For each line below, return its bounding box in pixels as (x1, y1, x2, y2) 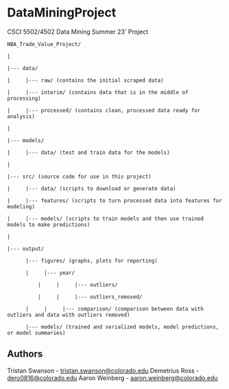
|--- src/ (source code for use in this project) (7, 173, 152, 180)
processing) (7, 95, 41, 102)
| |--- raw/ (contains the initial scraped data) (7, 77, 165, 84)
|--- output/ (7, 245, 45, 252)
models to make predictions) (7, 221, 91, 228)
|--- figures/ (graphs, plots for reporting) (25, 257, 158, 264)
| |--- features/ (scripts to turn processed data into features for (7, 197, 223, 204)
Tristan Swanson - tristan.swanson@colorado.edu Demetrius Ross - (7, 366, 200, 375)
